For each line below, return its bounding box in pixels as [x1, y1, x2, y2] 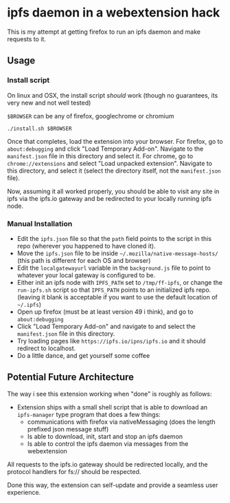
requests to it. [7, 34, 47, 43]
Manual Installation [7, 219, 73, 228]
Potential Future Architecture [7, 372, 135, 383]
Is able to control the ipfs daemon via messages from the [27, 439, 189, 448]
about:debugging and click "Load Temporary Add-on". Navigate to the [7, 145, 204, 153]
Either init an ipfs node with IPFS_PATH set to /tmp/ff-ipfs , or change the [16, 278, 223, 286]
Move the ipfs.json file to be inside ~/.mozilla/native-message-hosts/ [16, 249, 218, 257]
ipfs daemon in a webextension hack [7, 5, 220, 21]
